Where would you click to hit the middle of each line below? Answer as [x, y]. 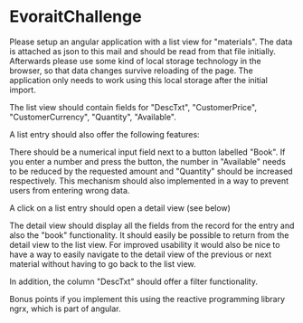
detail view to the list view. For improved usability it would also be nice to [145, 244]
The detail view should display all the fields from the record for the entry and [152, 225]
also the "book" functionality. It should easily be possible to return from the [149, 235]
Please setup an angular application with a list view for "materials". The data [151, 42]
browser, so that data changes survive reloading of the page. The [131, 71]
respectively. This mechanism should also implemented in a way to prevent [149, 180]
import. [23, 90]
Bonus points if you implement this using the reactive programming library [147, 299]
